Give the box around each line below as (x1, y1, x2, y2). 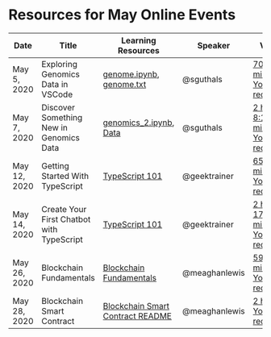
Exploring (41, 58, 78, 69)
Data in (41, 78, 69, 89)
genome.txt (102, 78, 147, 89)
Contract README (102, 310, 172, 322)
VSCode (41, 89, 73, 100)
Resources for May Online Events (8, 6, 236, 24)
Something (41, 111, 83, 123)
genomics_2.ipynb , (102, 117, 175, 128)
